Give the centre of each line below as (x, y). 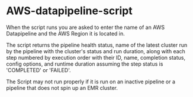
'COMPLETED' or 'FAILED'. (38, 70)
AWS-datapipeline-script (69, 11)
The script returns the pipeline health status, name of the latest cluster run (97, 45)
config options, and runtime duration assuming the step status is (85, 64)
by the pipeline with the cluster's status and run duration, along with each (96, 51)
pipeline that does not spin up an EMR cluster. (62, 88)
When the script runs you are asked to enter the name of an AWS (86, 27)
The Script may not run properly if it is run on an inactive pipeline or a (91, 82)
